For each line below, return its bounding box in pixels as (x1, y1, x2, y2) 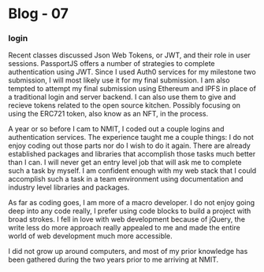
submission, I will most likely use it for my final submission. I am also (8, 75, 230, 85)
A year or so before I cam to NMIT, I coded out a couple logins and (8, 124, 225, 134)
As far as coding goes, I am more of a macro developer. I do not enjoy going (8, 198, 255, 208)
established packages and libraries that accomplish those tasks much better (8, 149, 256, 159)
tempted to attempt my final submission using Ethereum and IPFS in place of (8, 84, 256, 94)
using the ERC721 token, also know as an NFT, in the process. (8, 109, 209, 119)
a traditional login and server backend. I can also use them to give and (8, 92, 236, 102)
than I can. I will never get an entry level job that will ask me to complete (8, 158, 242, 167)
